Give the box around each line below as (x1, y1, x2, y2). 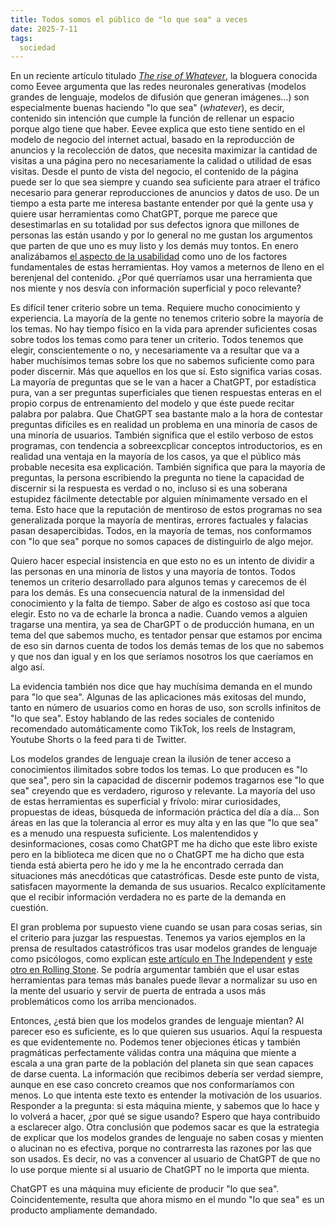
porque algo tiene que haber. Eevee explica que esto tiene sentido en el (10, 123, 306, 135)
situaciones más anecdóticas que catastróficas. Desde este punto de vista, (10, 870, 320, 882)
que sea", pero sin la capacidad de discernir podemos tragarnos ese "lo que (10, 774, 325, 786)
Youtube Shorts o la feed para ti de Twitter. (10, 734, 187, 746)
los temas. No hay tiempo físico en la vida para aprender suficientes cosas (10, 323, 318, 335)
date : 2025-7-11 (10, 24, 78, 34)
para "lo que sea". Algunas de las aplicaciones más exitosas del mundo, (10, 691, 307, 703)
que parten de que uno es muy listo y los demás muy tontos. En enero (10, 240, 299, 252)
